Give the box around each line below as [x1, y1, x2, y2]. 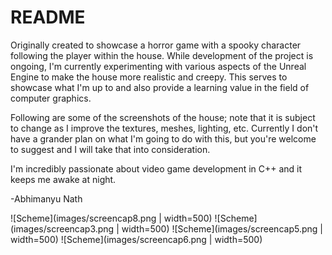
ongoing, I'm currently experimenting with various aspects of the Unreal [10, 60, 307, 72]
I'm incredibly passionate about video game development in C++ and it [10, 162, 303, 175]
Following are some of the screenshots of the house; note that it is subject [10, 111, 316, 123]
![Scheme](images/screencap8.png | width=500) [10, 212, 213, 224]
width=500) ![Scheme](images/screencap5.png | [121, 222, 323, 235]
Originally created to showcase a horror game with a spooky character [10, 39, 302, 51]
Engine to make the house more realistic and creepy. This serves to [10, 71, 288, 83]
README [10, 6, 86, 29]
